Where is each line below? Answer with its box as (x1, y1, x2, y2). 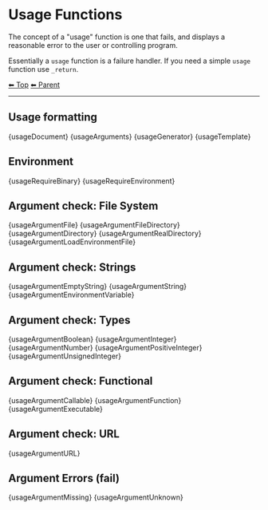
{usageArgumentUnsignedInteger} (8, 351, 122, 361)
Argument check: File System (8, 199, 159, 212)
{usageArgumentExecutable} (8, 404, 104, 413)
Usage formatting (8, 110, 98, 125)
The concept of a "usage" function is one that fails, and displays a (8, 32, 226, 42)
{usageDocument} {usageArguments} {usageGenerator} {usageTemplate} (8, 132, 251, 141)
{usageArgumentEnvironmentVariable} (8, 290, 135, 300)
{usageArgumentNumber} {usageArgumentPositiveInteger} (8, 343, 203, 352)
